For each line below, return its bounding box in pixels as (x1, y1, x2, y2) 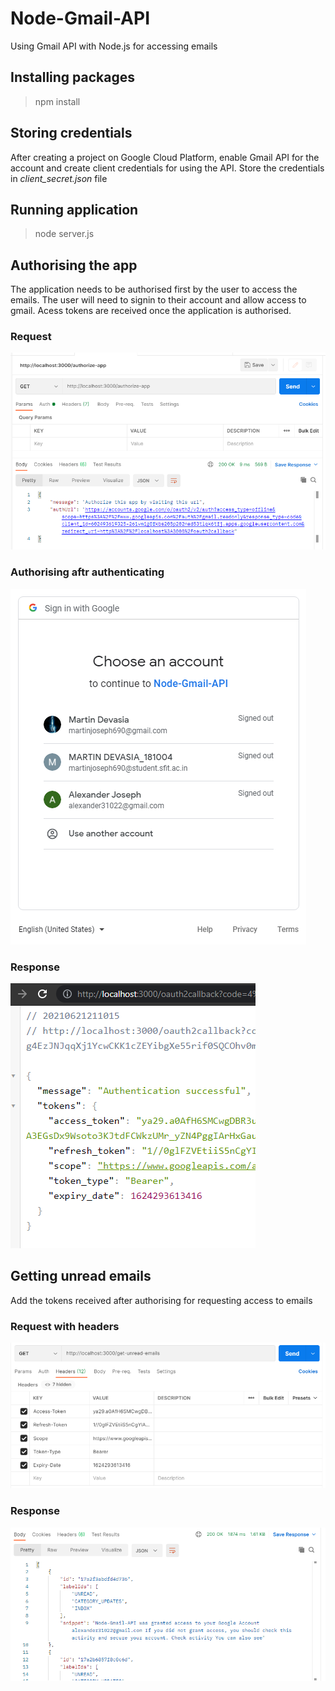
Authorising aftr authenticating (10, 565, 165, 579)
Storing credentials (10, 125, 133, 142)
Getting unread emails (10, 1268, 152, 1285)
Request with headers (10, 1319, 120, 1333)
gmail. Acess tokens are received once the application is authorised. (10, 305, 292, 317)
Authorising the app (10, 257, 138, 274)
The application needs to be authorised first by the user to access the (10, 283, 298, 296)
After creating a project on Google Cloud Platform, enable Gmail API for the (10, 151, 320, 163)
